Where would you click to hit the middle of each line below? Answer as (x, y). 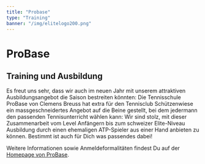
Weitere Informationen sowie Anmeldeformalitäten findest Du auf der (93, 148)
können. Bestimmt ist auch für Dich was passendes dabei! (80, 136)
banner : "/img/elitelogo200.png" (49, 23)
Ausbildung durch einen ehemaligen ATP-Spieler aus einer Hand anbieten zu (103, 130)
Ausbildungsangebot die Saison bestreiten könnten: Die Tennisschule (94, 97)
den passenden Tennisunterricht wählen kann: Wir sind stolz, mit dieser (97, 117)
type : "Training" (28, 18)
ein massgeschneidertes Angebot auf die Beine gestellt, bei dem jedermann (102, 110)
